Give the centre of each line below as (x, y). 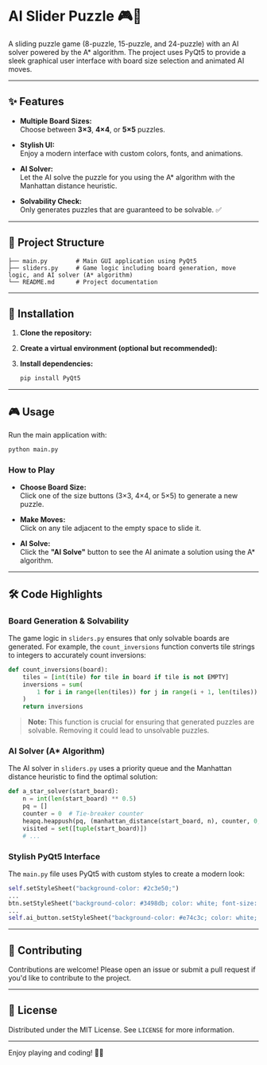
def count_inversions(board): (58, 670)
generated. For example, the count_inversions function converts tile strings (132, 646)
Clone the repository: (56, 333)
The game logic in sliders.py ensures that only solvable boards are (119, 638)
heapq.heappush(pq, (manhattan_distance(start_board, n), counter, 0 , (142, 821)
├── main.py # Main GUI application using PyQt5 (103, 261)
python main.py (33, 450)
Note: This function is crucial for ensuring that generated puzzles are (141, 722)
